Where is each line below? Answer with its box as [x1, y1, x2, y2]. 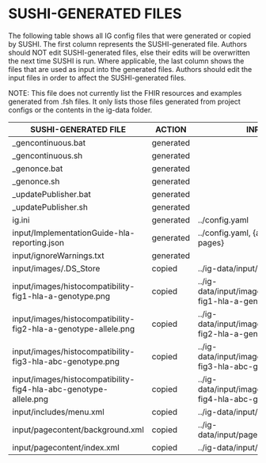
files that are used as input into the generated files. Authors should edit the [8, 64, 253, 74]
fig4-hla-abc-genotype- [12, 383, 108, 394]
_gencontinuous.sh [12, 150, 83, 161]
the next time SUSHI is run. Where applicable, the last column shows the [8, 56, 245, 66]
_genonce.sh [12, 176, 60, 187]
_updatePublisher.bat [12, 188, 91, 199]
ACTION [155, 123, 187, 135]
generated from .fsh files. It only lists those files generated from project [8, 97, 241, 106]
